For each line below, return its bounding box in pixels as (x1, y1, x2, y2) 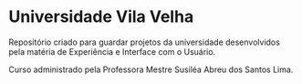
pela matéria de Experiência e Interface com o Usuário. (8, 46, 216, 57)
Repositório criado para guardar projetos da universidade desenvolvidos (8, 37, 280, 47)
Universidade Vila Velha (8, 6, 194, 27)
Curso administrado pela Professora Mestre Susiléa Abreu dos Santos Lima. (8, 64, 294, 75)
